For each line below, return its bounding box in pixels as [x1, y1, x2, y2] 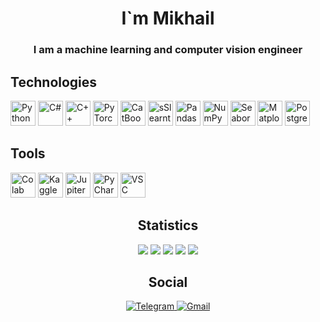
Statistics [137, 217, 199, 234]
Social [148, 273, 188, 291]
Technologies [10, 73, 98, 91]
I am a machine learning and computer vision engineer [33, 43, 303, 57]
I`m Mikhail [121, 7, 215, 30]
